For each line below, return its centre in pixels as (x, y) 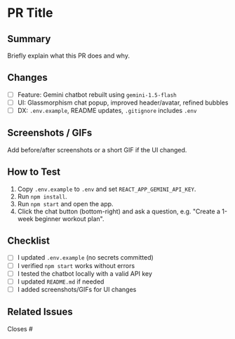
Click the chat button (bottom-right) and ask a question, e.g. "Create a (119, 211)
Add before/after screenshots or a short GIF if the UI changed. (97, 149)
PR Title (31, 13)
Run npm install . (42, 196)
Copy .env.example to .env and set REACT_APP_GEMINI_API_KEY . (107, 189)
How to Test (34, 172)
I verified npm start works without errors (76, 265)
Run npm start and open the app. (65, 204)
